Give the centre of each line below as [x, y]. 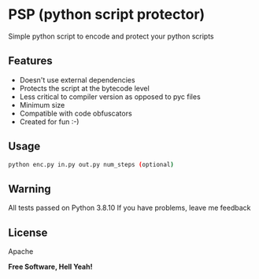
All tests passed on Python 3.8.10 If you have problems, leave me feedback [129, 208]
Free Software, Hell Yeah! [50, 267]
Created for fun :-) [49, 121]
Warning [30, 189]
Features [30, 61]
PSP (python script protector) [107, 15]
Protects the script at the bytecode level [84, 88]
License [28, 232]
